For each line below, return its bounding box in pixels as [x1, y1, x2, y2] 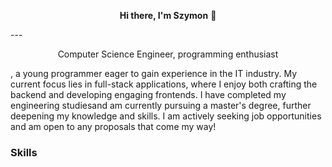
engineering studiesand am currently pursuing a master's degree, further [10, 100, 312, 111]
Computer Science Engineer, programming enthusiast [57, 48, 279, 60]
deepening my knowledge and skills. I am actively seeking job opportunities [10, 110, 322, 122]
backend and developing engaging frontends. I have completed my [10, 89, 287, 100]
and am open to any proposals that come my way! [10, 121, 217, 132]
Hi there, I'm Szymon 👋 [119, 10, 217, 21]
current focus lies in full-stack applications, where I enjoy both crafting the [10, 78, 318, 90]
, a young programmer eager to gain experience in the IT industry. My [10, 68, 298, 79]
